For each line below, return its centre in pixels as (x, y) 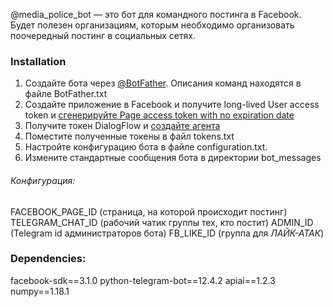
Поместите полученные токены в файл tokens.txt (129, 136)
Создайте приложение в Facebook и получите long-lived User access (172, 105)
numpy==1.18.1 (40, 291)
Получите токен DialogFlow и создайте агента (122, 126)
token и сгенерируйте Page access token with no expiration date (159, 115)
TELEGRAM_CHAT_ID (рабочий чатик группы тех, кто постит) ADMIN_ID (162, 222)
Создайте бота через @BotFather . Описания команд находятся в (163, 83)
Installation (38, 61)
